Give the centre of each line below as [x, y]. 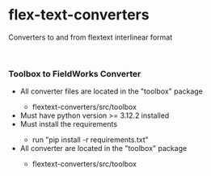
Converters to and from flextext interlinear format [90, 37]
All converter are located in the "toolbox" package [103, 149]
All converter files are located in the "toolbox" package [112, 91]
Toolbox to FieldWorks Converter [75, 73]
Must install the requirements [69, 124]
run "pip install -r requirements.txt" [91, 140]
